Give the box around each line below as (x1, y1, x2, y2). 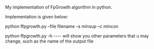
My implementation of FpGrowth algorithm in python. (5, 4, 112, 10)
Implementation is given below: (5, 14, 68, 19)
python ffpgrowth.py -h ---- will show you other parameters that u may (5, 33, 149, 39)
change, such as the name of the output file (5, 38, 93, 44)
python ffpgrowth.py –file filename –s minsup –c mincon (5, 23, 119, 29)
